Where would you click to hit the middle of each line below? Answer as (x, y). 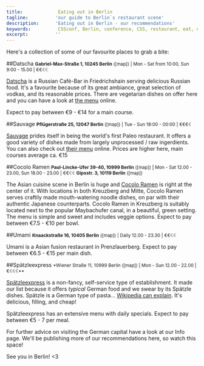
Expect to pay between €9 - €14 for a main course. (70, 112)
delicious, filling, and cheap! (42, 302)
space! (15, 345)
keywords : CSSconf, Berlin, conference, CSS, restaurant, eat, (100, 29)
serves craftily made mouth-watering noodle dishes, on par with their (93, 198)
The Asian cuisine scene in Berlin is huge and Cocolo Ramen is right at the (99, 185)
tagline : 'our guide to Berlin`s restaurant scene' (85, 18)
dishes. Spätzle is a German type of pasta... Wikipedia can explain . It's (94, 295)
